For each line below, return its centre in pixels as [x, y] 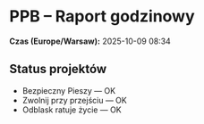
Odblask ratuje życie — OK [72, 110]
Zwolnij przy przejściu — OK [74, 100]
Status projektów [58, 69]
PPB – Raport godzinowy [102, 17]
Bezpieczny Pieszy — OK [69, 90]
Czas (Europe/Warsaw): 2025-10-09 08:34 [90, 41]
